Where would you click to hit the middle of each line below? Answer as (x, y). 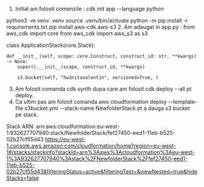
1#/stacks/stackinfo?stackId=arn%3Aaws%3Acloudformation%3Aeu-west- (101, 152)
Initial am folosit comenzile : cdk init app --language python (89, 9)
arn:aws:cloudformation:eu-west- (78, 126)
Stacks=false (23, 178)
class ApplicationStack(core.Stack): (51, 45)
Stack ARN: (21, 126)
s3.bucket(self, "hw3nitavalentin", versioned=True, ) (88, 78)
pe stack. (27, 114)
